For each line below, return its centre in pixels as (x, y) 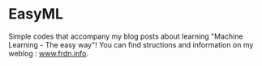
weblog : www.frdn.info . (49, 53)
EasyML (36, 14)
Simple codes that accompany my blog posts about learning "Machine (126, 36)
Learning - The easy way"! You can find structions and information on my (131, 44)
